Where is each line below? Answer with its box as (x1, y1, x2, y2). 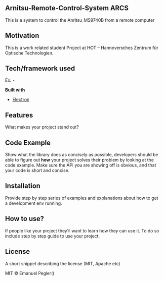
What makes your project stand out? (5, 124, 79, 130)
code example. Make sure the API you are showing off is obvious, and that (5, 162, 157, 168)
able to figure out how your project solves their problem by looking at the (5, 157, 154, 163)
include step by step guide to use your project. (5, 233, 100, 239)
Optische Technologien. (5, 50, 54, 56)
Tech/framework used (5, 64, 75, 73)
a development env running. (5, 200, 62, 206)
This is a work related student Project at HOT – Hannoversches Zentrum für (5, 45, 159, 51)
